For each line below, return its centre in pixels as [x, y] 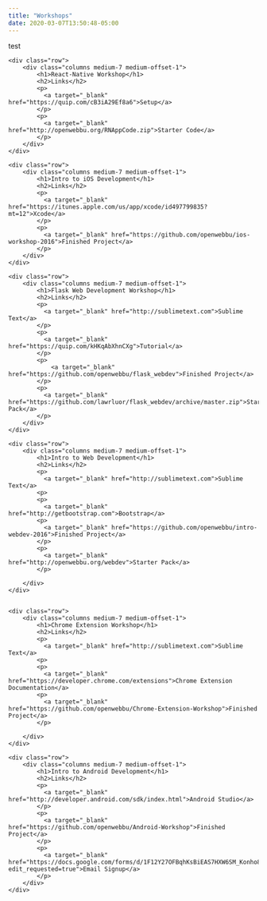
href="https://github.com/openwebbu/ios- [180, 235]
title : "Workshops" [41, 16]
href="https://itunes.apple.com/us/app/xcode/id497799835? [108, 207]
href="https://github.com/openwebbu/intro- [184, 527]
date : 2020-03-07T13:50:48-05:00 [64, 23]
